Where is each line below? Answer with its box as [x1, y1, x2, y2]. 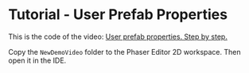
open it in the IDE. [8, 56, 67, 65]
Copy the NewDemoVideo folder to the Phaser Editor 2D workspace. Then [8, 47, 241, 56]
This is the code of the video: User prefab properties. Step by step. [8, 32, 228, 41]
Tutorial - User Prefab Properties [8, 6, 228, 24]
